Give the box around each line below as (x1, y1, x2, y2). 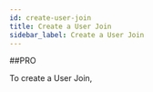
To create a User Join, (9, 73, 93, 84)
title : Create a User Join (9, 22, 112, 31)
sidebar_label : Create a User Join (9, 30, 145, 39)
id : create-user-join (9, 13, 92, 23)
